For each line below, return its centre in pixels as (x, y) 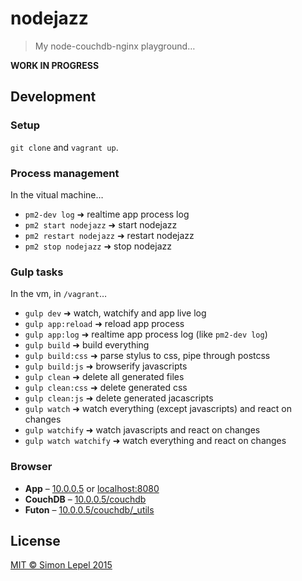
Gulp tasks (37, 272)
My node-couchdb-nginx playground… (115, 46)
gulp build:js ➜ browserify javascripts (106, 366)
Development (53, 97)
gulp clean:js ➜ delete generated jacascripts (119, 398)
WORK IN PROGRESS (55, 65)
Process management (65, 173)
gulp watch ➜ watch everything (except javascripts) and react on (158, 409)
